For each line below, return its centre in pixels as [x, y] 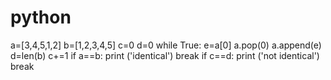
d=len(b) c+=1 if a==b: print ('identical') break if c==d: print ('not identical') [165, 55]
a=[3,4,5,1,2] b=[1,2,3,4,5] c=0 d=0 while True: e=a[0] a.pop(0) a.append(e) [166, 45]
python [41, 17]
